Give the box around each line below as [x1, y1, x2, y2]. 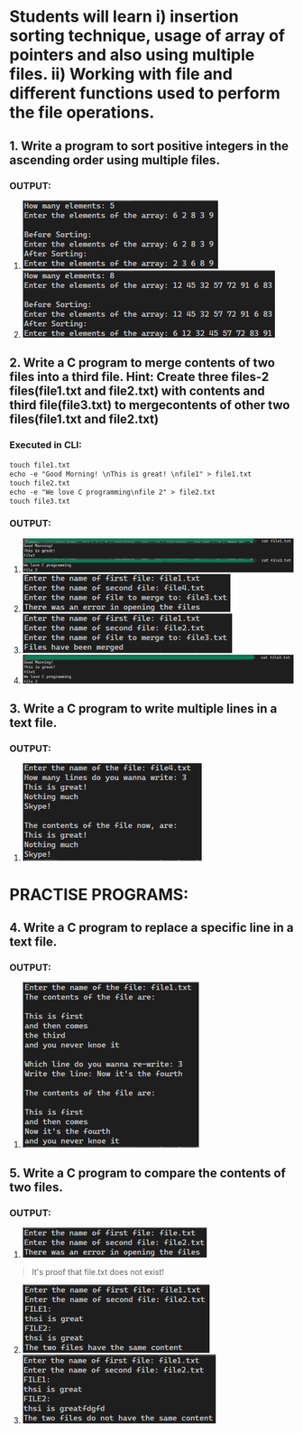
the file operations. [9, 102, 155, 123]
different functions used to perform [9, 83, 281, 104]
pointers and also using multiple [9, 45, 255, 65]
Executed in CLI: [9, 439, 83, 451]
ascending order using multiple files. [9, 152, 221, 168]
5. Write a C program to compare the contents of [9, 1165, 287, 1180]
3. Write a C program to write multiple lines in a [9, 702, 278, 717]
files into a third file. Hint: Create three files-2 [9, 369, 270, 385]
